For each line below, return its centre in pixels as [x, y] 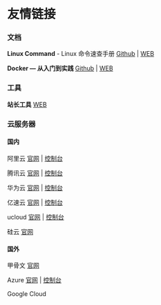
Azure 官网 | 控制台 [35, 280]
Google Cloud [27, 294]
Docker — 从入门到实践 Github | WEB [60, 68]
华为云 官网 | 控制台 [35, 188]
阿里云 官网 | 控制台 [35, 158]
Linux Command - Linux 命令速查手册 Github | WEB [80, 54]
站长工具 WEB [27, 104]
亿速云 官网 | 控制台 [35, 202]
